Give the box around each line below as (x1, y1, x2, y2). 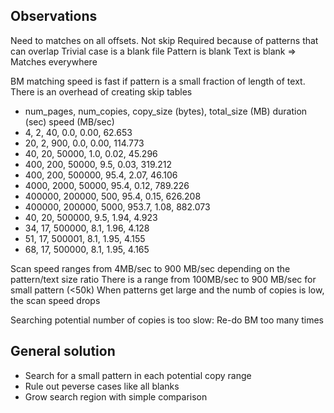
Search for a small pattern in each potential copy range (24, 369, 252, 381)
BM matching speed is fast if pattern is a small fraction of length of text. (10, 75, 306, 87)
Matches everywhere (10, 55, 98, 68)
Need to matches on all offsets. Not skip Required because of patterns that (10, 34, 319, 46)
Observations (10, 8, 98, 25)
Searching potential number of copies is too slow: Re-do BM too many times (10, 314, 325, 326)
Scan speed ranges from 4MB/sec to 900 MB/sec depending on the (10, 262, 291, 274)
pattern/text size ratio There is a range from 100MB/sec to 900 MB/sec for (10, 273, 317, 285)
